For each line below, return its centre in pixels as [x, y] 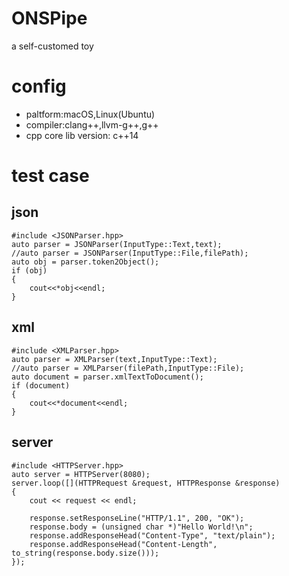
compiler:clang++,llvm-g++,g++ [92, 124]
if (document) [41, 385]
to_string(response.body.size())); [85, 553]
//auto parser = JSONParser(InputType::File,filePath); [130, 253]
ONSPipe [49, 18]
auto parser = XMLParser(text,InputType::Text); [114, 359]
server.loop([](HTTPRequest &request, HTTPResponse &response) [146, 483]
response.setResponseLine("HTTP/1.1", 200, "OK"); [137, 518]
